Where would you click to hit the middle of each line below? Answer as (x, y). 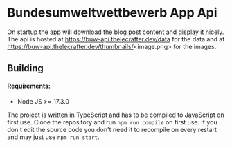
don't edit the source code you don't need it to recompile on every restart (112, 129)
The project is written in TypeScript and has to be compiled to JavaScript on (116, 115)
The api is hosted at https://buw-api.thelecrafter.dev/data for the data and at (116, 39)
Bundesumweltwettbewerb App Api (112, 13)
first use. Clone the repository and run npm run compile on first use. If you (113, 122)
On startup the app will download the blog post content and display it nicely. (116, 32)
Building (25, 68)
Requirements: (29, 86)
